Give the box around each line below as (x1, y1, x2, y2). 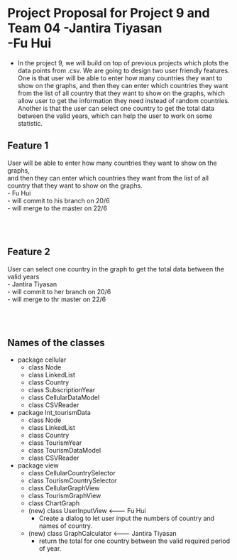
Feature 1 (7, 140, 48, 152)
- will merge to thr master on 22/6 (7, 295, 106, 303)
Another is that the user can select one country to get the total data (17, 104, 215, 112)
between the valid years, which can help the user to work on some (17, 112, 213, 120)
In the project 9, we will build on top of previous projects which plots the (17, 58, 229, 67)
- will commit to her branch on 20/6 (7, 287, 111, 296)
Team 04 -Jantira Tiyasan (7, 20, 162, 36)
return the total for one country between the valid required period (38, 537, 231, 545)
